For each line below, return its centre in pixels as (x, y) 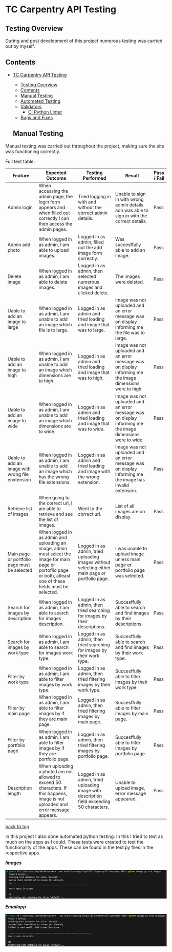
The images (127, 276)
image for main (55, 559)
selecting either (94, 567)
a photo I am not (56, 771)
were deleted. (130, 282)
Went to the (90, 509)
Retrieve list (20, 509)
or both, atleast (55, 576)
